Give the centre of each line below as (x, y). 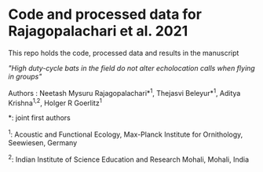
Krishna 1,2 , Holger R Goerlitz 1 (55, 102)
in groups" (25, 76)
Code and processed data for (105, 15)
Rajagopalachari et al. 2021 (98, 31)
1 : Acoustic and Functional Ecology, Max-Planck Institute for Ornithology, (126, 134)
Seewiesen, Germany (43, 142)
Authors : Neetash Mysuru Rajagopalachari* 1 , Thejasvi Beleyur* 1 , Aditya (124, 92)
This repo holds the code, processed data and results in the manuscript (124, 53)
